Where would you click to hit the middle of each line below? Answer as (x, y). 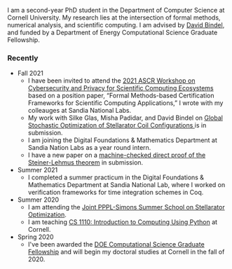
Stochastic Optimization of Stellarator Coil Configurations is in (117, 125)
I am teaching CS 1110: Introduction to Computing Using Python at (123, 222)
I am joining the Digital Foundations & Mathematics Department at (122, 140)
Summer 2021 (37, 170)
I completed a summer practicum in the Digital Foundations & (116, 177)
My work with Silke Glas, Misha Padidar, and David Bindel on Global (125, 118)
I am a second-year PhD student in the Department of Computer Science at (116, 10)
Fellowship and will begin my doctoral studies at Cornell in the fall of (126, 252)
